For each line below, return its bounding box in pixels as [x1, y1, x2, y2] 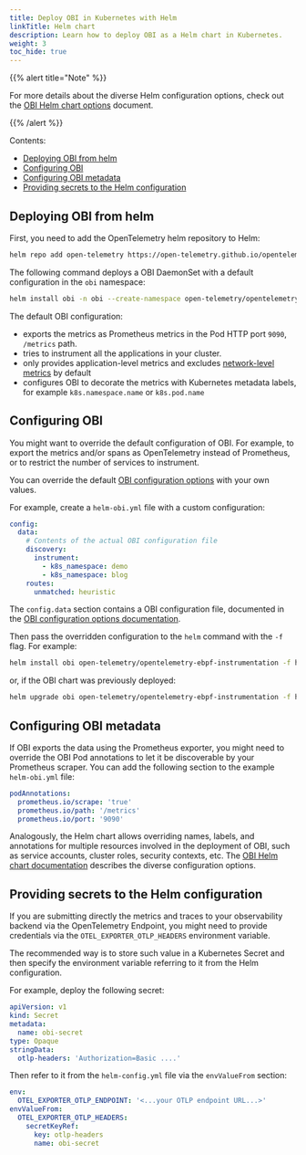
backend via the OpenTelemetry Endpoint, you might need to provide [9, 920, 268, 931]
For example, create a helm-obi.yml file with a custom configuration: [9, 501, 266, 512]
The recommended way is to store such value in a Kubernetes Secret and [9, 948, 285, 959]
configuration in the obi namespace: [9, 276, 146, 288]
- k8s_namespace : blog [42, 570, 128, 580]
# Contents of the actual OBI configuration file [25, 536, 219, 546]
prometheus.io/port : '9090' [17, 814, 125, 824]
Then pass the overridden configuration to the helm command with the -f [9, 631, 284, 642]
